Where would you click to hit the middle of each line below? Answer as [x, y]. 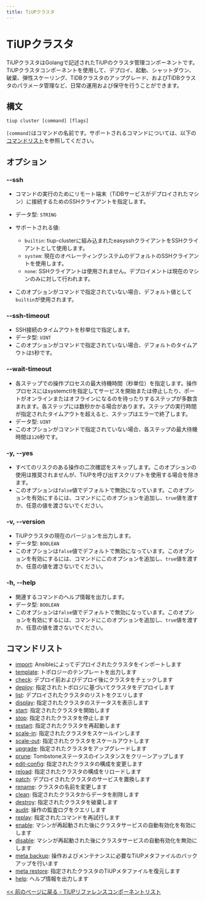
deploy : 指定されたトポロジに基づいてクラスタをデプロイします [95, 687]
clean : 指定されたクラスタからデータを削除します [77, 794]
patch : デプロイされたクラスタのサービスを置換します [83, 779]
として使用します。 [65, 248]
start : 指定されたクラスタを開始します [63, 711]
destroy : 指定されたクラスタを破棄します [66, 802]
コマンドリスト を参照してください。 [52, 141]
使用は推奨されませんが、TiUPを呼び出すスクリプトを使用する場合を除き [107, 475]
